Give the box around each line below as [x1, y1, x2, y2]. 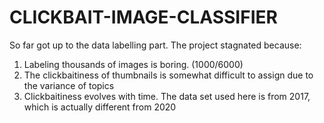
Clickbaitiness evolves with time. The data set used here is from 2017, [23, 90, 311, 102]
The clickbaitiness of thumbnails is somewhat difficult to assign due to [23, 69, 314, 81]
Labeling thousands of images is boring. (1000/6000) [23, 58, 244, 70]
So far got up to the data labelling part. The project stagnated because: [9, 39, 302, 51]
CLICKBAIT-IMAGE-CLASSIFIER [9, 6, 278, 29]
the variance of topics [23, 79, 115, 91]
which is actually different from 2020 [23, 101, 177, 113]
